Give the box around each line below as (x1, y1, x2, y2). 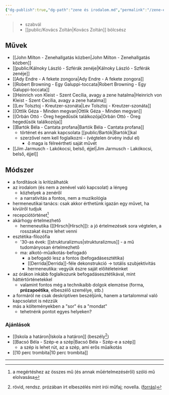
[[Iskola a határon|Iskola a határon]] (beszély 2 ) (12, 332, 109, 340)
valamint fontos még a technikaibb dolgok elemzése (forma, (20, 281, 144, 288)
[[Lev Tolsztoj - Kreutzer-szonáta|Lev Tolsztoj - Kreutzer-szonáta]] (12, 103, 151, 109)
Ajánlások (5, 321, 30, 328)
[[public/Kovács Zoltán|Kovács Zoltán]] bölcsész (25, 26, 126, 33)
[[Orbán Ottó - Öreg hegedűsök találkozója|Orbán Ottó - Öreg (12, 114, 141, 120)
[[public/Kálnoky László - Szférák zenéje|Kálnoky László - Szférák (12, 65, 150, 71)
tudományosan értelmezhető (20, 244, 79, 250)
